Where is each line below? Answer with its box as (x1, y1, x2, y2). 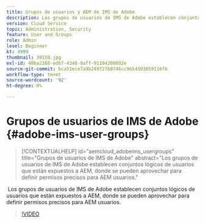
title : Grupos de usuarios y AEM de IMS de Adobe (6, 9, 135, 15)
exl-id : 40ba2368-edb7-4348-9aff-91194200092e (6, 60, 127, 66)
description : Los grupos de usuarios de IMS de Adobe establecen (6, 15, 176, 21)
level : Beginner (6, 43, 48, 49)
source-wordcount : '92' (6, 77, 67, 83)
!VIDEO (21, 210, 40, 218)
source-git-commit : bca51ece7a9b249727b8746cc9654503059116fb (6, 65, 168, 72)
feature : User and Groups (6, 32, 72, 38)
